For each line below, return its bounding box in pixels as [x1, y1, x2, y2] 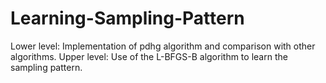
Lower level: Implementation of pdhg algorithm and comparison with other [10, 40, 316, 52]
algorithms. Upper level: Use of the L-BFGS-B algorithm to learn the [10, 50, 288, 62]
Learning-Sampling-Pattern [10, 7, 245, 30]
